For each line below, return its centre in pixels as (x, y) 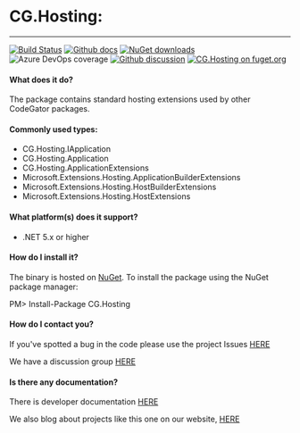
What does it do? (42, 79)
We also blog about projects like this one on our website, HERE (125, 419)
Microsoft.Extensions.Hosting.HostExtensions (106, 196)
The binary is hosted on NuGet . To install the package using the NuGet (139, 277)
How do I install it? (44, 257)
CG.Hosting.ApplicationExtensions (85, 168)
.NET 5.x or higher (55, 237)
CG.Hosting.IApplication (67, 149)
